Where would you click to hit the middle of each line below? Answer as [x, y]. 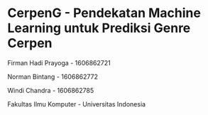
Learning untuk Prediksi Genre [99, 28]
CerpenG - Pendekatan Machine [104, 13]
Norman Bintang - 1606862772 [53, 77]
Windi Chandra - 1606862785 [51, 90]
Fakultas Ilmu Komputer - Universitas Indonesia [77, 104]
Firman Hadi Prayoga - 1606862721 [59, 62]
